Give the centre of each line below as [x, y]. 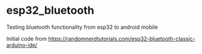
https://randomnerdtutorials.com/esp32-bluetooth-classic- [122, 38]
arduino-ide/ [22, 45]
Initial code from [27, 38]
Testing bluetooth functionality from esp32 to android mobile [82, 27]
